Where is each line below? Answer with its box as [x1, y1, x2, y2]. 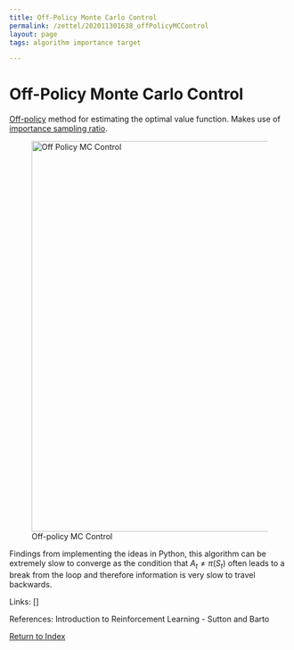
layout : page [9, 29, 58, 38]
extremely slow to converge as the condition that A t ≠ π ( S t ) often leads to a [9, 558, 285, 571]
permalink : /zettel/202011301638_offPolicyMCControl [9, 21, 209, 30]
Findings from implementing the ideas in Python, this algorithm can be [9, 548, 267, 559]
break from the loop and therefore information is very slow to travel [9, 569, 256, 580]
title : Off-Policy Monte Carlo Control [9, 12, 158, 22]
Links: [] [9, 596, 39, 607]
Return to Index [9, 630, 66, 641]
